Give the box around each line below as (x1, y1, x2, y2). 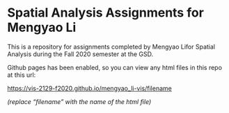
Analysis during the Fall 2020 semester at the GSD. (7, 50, 154, 58)
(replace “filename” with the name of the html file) (7, 97, 152, 105)
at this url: (7, 71, 36, 79)
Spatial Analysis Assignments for (7, 5, 204, 21)
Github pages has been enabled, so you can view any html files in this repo (7, 63, 223, 71)
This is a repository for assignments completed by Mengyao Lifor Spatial (7, 42, 216, 51)
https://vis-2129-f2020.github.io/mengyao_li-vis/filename (7, 84, 172, 92)
